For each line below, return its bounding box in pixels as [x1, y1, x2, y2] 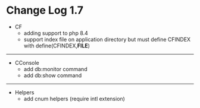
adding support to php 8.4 [23, 29, 88, 36]
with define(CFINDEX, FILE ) [23, 42, 90, 49]
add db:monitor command [23, 65, 87, 72]
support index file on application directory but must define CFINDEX [23, 36, 191, 43]
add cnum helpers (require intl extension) [23, 95, 125, 102]
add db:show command [23, 72, 82, 79]
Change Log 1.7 [6, 4, 84, 17]
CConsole [14, 59, 40, 66]
